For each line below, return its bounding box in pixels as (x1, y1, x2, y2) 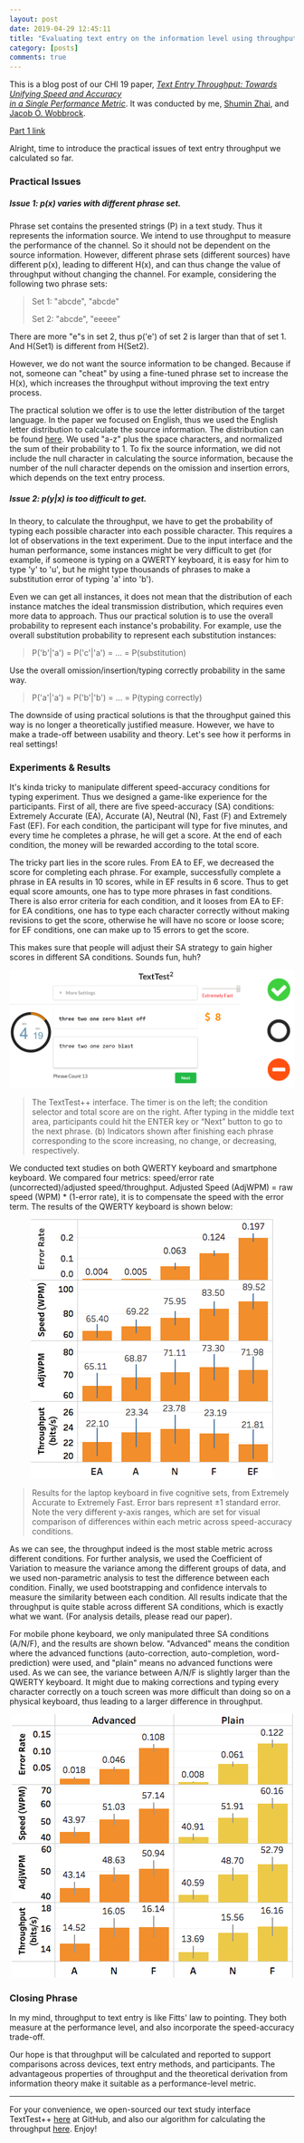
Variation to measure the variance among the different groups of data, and (9, 1563, 287, 1573)
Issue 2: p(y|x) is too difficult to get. (9, 492, 147, 503)
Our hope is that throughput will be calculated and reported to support (9, 2050, 271, 2060)
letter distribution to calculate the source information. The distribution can (9, 424, 285, 435)
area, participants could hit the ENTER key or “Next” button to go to (31, 1116, 283, 1127)
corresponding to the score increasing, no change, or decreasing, (31, 1135, 278, 1146)
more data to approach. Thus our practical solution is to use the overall (9, 610, 273, 621)
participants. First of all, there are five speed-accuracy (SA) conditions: (9, 801, 275, 812)
